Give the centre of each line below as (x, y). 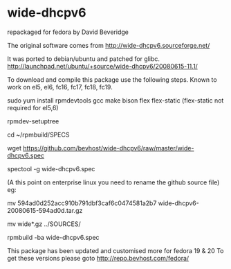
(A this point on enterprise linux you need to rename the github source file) (113, 182)
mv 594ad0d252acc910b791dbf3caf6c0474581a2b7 (82, 203)
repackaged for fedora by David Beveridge (68, 32)
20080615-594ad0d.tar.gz (45, 210)
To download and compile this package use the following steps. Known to (112, 79)
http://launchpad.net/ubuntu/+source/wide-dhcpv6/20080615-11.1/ (103, 66)
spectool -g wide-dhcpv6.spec (51, 168)
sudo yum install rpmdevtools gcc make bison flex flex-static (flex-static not (115, 100)
